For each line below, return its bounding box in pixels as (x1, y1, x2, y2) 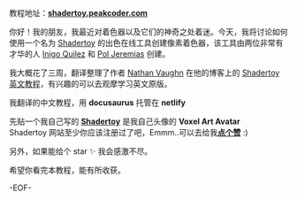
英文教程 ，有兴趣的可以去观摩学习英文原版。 (9, 79, 172, 88)
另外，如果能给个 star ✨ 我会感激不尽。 (9, 146, 153, 157)
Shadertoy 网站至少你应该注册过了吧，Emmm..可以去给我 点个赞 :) (9, 127, 249, 137)
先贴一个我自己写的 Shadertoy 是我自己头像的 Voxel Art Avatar (9, 116, 240, 127)
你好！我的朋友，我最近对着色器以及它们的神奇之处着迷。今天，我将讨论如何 (9, 27, 288, 37)
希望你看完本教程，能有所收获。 (9, 165, 126, 175)
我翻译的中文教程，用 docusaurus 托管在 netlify (9, 97, 186, 108)
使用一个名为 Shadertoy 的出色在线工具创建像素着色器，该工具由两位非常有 (9, 38, 284, 48)
